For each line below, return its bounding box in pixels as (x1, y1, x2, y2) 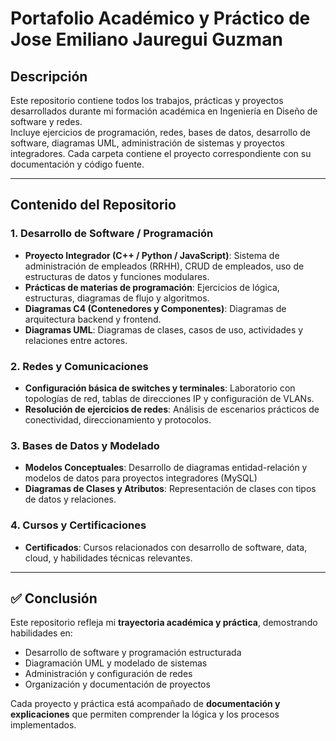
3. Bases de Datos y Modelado (10, 438, 160, 452)
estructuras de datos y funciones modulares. (24, 270, 210, 282)
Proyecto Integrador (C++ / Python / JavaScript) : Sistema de (24, 249, 280, 261)
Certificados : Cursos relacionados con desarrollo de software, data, (24, 541, 308, 553)
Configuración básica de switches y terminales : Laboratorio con (24, 382, 296, 394)
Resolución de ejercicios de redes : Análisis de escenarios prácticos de (24, 403, 320, 415)
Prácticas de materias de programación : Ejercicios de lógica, (24, 281, 280, 293)
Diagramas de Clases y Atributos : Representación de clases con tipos (24, 483, 317, 495)
